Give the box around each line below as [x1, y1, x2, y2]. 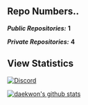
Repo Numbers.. [7, 6, 80, 17]
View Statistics [7, 58, 74, 70]
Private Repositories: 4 [7, 38, 75, 46]
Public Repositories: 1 [7, 24, 71, 32]
